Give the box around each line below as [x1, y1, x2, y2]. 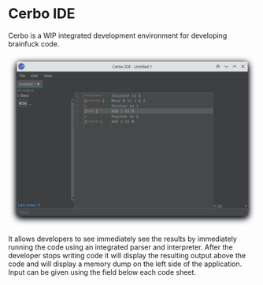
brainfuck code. [8, 39, 60, 48]
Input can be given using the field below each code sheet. [8, 267, 197, 276]
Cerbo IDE [8, 5, 76, 23]
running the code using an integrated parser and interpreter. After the [8, 242, 234, 252]
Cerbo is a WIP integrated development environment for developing [8, 31, 228, 40]
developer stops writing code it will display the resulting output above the [8, 250, 246, 260]
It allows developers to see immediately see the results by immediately [8, 234, 238, 243]
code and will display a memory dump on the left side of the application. [8, 259, 243, 268]
